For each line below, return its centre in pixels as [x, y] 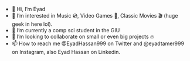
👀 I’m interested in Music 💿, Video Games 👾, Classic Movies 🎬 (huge [95, 16]
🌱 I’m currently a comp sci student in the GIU [66, 30]
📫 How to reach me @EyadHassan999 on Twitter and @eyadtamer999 [98, 43]
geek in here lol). [32, 24]
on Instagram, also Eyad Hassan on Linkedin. [66, 52]
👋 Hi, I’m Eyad [28, 9]
